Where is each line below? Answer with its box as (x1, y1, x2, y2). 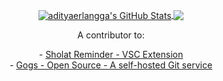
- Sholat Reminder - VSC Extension (38, 48, 184, 60)
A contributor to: (77, 29, 145, 41)
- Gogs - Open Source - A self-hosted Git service (9, 59, 213, 71)
